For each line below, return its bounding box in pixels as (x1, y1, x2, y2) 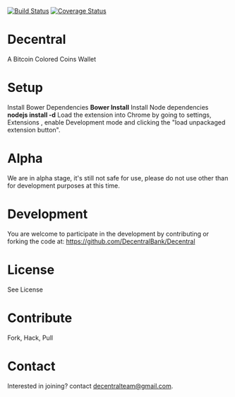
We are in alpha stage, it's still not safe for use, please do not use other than (7, 173, 229, 182)
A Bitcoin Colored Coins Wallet (7, 54, 97, 63)
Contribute (7, 310, 73, 326)
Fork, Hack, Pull (7, 333, 54, 342)
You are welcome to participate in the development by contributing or (7, 229, 210, 238)
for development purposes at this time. (7, 181, 120, 190)
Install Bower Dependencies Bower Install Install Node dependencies (7, 103, 209, 111)
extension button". (7, 125, 61, 134)
